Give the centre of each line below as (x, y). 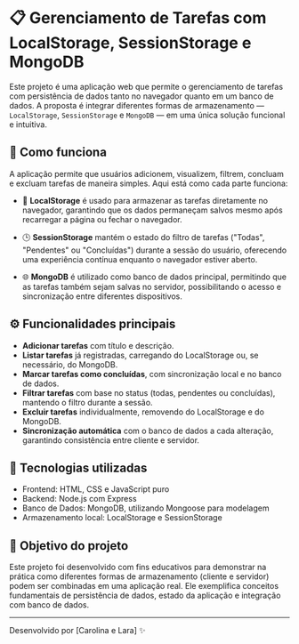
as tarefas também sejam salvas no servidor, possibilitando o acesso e (152, 286)
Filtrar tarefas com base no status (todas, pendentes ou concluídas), (149, 392)
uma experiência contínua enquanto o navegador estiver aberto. (140, 259)
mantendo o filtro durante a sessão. (87, 402)
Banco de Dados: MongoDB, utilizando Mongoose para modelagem (145, 508)
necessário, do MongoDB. (70, 364)
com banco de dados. (49, 605)
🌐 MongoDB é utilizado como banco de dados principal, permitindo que (154, 277)
